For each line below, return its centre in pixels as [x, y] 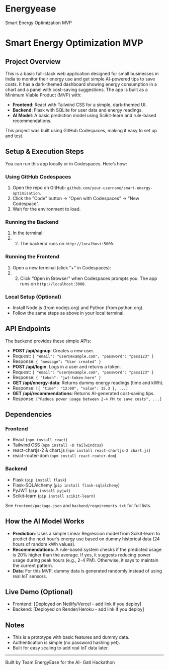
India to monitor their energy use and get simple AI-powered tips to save [80, 79]
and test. [14, 136]
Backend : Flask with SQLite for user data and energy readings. [78, 110]
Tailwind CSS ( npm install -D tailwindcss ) [58, 445]
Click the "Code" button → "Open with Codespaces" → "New [76, 199]
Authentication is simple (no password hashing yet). [66, 643]
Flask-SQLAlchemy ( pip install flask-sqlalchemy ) [66, 485]
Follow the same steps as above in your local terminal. [68, 313]
